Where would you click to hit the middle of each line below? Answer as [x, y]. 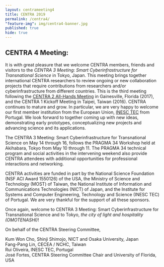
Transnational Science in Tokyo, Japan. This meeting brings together [76, 75]
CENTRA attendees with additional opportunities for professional [71, 159]
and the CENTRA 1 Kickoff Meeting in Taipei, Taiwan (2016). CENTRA [76, 102]
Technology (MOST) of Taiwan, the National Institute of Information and [78, 184]
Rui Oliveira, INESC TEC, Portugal [39, 249]
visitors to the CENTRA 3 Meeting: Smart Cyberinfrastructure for [71, 70]
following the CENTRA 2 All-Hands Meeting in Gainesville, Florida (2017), [80, 96]
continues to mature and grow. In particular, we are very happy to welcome [82, 107]
